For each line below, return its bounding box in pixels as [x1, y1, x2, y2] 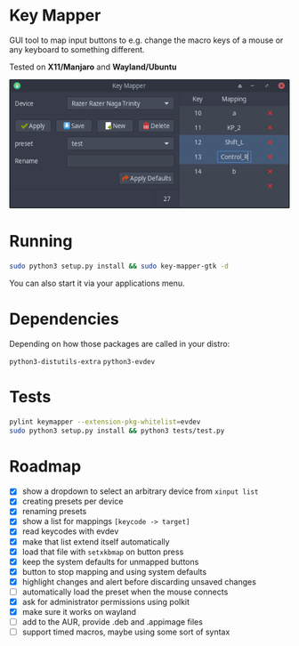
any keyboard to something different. [9, 44, 145, 54]
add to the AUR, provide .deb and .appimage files [21, 617, 203, 627]
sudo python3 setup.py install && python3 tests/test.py [9, 426, 225, 436]
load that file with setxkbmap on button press [21, 546, 184, 557]
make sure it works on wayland [21, 606, 136, 617]
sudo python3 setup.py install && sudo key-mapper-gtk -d [9, 262, 229, 271]
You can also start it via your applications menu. [9, 278, 185, 288]
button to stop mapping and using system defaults [21, 566, 207, 577]
